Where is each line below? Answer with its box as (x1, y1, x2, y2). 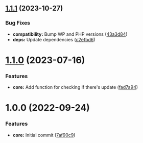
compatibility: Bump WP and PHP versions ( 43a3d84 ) (12, 31, 128, 37)
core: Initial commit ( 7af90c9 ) (12, 132, 76, 138)
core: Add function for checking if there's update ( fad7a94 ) (12, 84, 138, 90)
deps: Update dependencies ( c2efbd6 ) (12, 36, 96, 42)
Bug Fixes (5, 19, 31, 27)
